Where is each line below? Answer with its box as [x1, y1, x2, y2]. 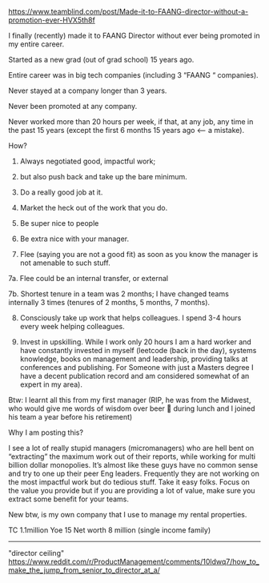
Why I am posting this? [8, 428, 84, 437]
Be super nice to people [19, 219, 99, 227]
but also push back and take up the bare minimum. [19, 172, 188, 181]
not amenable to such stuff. [19, 258, 110, 267]
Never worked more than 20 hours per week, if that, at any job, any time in [8, 117, 254, 127]
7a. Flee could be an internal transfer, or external [8, 274, 169, 283]
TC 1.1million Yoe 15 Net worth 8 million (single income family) [8, 525, 211, 535]
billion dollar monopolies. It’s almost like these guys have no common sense [8, 460, 259, 469]
